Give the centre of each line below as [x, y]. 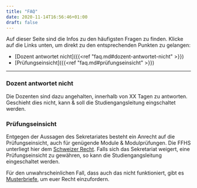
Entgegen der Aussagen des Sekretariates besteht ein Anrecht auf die [91, 136]
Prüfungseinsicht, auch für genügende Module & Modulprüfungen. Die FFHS [98, 143]
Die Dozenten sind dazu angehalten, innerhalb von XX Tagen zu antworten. [97, 96]
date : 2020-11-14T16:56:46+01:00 [47, 17]
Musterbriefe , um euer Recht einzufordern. [58, 179]
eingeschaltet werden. [33, 161]
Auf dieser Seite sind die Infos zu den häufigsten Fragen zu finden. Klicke [95, 39]
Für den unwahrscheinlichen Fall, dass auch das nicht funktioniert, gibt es [95, 173]
